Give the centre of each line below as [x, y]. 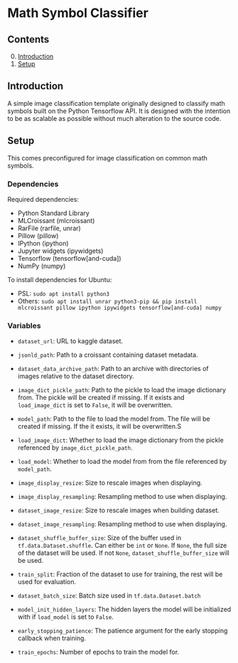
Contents [28, 39]
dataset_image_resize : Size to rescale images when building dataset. [119, 510]
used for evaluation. [47, 582]
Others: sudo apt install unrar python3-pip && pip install [107, 301]
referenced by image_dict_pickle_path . [75, 448]
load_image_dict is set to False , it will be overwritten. [95, 405]
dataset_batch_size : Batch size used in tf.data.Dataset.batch [109, 595]
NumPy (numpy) [42, 266]
